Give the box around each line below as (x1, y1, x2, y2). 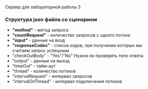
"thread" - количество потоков (12, 68, 76, 74)
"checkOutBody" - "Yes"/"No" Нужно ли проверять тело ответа (12, 53, 144, 59)
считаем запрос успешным (12, 48, 70, 54)
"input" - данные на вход (12, 37, 65, 43)
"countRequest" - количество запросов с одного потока (12, 32, 130, 38)
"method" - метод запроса (12, 27, 69, 33)
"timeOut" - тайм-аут (12, 63, 56, 69)
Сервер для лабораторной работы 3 (5, 4, 81, 10)
